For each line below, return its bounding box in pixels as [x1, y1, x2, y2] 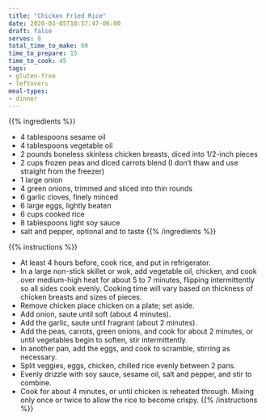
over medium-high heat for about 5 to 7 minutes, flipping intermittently [19, 275, 255, 285]
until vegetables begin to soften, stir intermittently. [19, 335, 188, 345]
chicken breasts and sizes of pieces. [19, 292, 142, 302]
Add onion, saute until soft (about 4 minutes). [19, 309, 171, 319]
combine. [19, 378, 52, 388]
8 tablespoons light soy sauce [19, 218, 120, 228]
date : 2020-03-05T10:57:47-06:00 [8, 19, 121, 27]
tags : [8, 65, 27, 73]
